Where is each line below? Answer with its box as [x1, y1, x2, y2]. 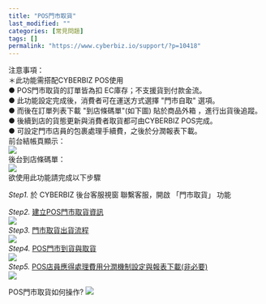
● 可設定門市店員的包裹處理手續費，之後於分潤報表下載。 [8, 126, 202, 136]
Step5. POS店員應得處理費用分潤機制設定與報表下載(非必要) [8, 262, 208, 272]
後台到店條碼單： [8, 155, 66, 165]
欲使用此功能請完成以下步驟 [8, 173, 101, 182]
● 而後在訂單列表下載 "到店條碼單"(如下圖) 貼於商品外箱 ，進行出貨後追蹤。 [8, 106, 262, 116]
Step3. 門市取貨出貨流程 [8, 225, 89, 235]
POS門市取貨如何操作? [8, 287, 84, 297]
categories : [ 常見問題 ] [8, 27, 84, 35]
